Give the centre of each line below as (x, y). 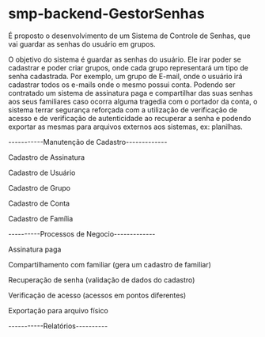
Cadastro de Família (41, 218)
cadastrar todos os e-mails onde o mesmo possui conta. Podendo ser (122, 85)
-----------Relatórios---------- (58, 326)
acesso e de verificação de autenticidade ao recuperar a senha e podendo (130, 118)
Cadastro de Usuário (42, 172)
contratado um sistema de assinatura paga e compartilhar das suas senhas (131, 93)
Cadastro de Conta (39, 203)
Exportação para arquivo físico (58, 310)
